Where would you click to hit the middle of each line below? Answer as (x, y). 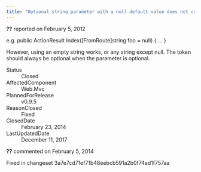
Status (14, 70)
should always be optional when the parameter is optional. (78, 58)
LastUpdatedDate (28, 133)
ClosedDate (21, 121)
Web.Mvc (33, 89)
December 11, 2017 (44, 139)
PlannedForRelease (30, 95)
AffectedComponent (31, 82)
